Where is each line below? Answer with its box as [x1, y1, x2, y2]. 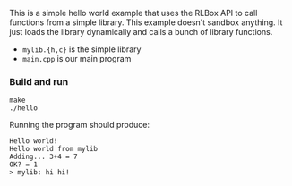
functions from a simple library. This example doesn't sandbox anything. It [9, 17, 283, 28]
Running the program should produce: [9, 120, 150, 131]
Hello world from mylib [9, 145, 99, 154]
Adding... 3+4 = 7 [9, 152, 78, 162]
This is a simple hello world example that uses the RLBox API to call [9, 8, 258, 18]
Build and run [9, 75, 69, 88]
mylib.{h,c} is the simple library [21, 44, 142, 55]
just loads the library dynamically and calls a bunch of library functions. [9, 27, 273, 37]
